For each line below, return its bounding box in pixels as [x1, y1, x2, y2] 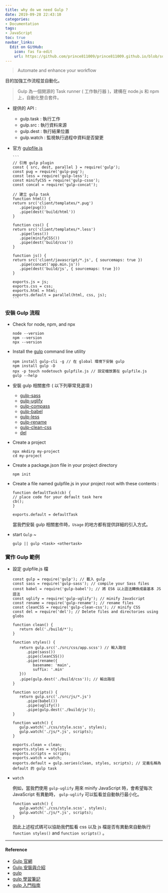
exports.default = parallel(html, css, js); [12, 293, 107, 298]
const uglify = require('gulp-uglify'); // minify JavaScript [12, 596, 145, 601]
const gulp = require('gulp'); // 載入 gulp [12, 577, 105, 582]
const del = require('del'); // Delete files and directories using [12, 609, 158, 614]
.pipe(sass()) [25, 649, 55, 655]
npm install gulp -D [12, 363, 55, 368]
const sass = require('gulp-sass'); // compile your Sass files [12, 581, 149, 586]
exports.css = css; [12, 284, 53, 289]
